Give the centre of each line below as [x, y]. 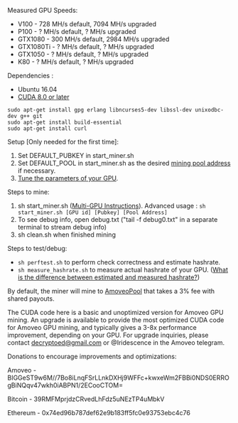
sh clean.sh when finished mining [66, 235]
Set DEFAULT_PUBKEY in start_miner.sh [76, 155]
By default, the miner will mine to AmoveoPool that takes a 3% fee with [111, 291]
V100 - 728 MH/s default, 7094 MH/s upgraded [87, 24]
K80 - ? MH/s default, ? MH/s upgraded [75, 62]
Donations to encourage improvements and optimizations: [92, 356]
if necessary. [37, 171]
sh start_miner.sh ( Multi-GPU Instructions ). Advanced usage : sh [112, 206]
